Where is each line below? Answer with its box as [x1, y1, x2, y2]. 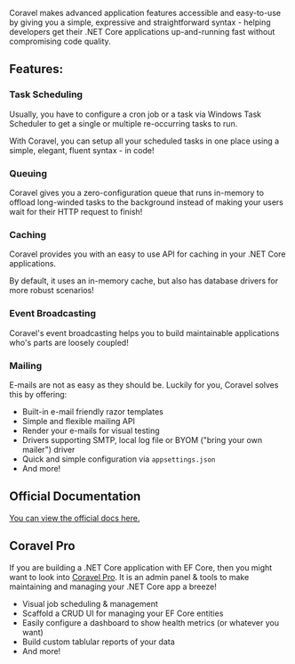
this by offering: [9, 389, 68, 399]
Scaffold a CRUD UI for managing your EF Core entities [21, 608, 224, 619]
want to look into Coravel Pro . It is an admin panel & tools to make [9, 571, 250, 582]
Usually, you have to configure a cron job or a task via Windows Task [9, 109, 262, 119]
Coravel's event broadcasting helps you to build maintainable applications [9, 327, 280, 338]
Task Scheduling [9, 88, 83, 101]
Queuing [9, 167, 47, 179]
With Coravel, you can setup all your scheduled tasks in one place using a [9, 135, 280, 146]
